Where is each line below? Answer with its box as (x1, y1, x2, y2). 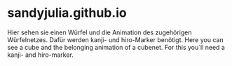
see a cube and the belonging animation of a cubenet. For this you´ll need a (7, 43, 226, 51)
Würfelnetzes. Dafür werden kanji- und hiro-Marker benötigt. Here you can (7, 35, 224, 44)
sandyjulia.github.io (7, 5, 128, 21)
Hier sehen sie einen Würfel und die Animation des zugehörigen (7, 28, 192, 37)
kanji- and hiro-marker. (7, 51, 74, 59)
